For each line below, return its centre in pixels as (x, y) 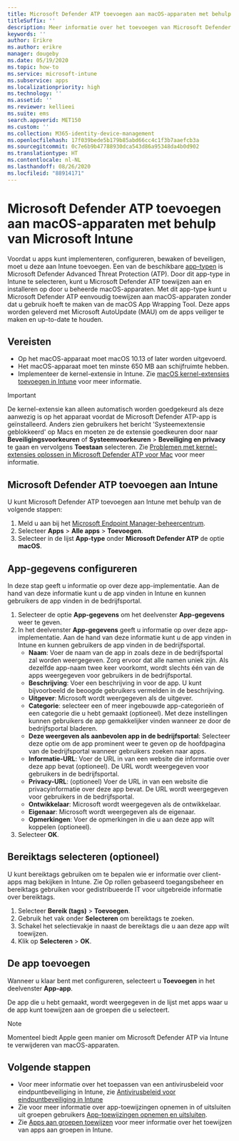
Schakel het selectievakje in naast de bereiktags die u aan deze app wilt (123, 926)
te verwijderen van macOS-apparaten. (63, 1045)
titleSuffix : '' (31, 21)
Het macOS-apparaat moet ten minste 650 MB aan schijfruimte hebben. (123, 366)
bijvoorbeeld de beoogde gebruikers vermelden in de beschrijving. (126, 690)
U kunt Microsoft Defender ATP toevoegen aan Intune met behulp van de (115, 502)
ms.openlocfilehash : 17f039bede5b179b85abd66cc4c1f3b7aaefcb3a (103, 140)
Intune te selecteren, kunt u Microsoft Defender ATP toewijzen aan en (110, 281)
